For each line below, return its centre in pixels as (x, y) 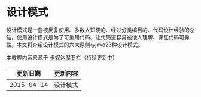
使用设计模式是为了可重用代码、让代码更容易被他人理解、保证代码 (98, 37)
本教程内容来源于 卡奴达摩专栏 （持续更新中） (62, 57)
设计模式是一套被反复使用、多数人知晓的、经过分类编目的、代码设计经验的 (98, 30)
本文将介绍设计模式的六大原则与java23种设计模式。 (80, 45)
